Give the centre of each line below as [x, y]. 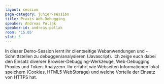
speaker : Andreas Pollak [31, 23]
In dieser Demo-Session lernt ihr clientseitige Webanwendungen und [75, 51]
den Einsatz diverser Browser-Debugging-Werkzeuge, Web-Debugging [77, 61]
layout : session [22, 10]
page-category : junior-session [37, 14]
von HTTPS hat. [21, 77]
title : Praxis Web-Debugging [35, 19]
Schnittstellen [19, 56]
